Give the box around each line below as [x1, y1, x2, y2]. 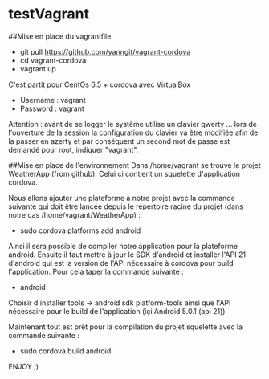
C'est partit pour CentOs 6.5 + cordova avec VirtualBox [8, 79, 191, 89]
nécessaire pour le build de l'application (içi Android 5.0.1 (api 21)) [8, 306, 226, 316]
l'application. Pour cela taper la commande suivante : [8, 267, 185, 276]
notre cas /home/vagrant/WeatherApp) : [8, 210, 141, 219]
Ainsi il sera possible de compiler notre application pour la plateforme [8, 241, 238, 251]
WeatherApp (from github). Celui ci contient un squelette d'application [8, 169, 241, 178]
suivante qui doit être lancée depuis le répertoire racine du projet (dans [8, 202, 243, 211]
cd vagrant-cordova [19, 55, 87, 65]
